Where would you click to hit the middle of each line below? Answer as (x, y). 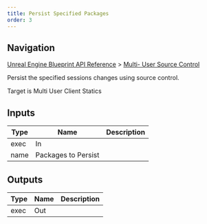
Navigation (31, 48)
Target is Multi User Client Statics (54, 91)
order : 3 (20, 20)
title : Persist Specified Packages (58, 13)
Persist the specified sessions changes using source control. (94, 78)
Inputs (21, 113)
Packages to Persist (67, 155)
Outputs (25, 180)
